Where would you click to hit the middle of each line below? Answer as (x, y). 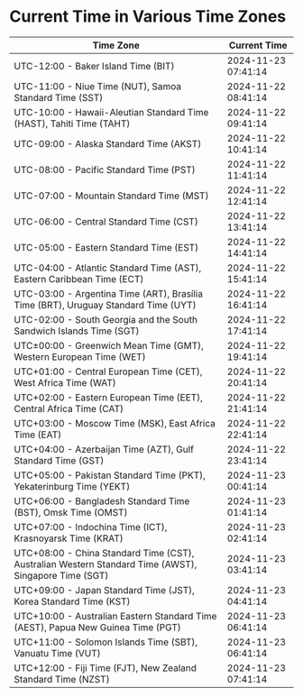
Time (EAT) (37, 435)
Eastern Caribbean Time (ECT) (79, 279)
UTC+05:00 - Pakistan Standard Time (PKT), (110, 475)
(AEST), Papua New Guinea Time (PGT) (98, 627)
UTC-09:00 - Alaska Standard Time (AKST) (108, 143)
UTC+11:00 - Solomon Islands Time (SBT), (106, 642)
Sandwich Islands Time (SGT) (77, 331)
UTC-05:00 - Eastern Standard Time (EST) (106, 247)
